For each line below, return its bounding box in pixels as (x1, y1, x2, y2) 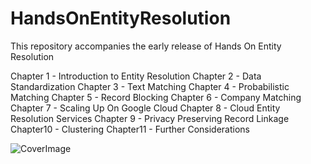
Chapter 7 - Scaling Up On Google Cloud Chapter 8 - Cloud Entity (10, 102, 281, 114)
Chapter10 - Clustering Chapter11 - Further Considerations (10, 123, 251, 135)
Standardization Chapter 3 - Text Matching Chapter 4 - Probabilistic (10, 80, 290, 92)
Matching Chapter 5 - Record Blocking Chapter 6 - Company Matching (10, 91, 302, 103)
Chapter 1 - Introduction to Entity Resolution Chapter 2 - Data (10, 70, 262, 82)
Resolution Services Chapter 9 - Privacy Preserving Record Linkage (10, 112, 290, 124)
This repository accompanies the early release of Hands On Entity (10, 40, 282, 52)
